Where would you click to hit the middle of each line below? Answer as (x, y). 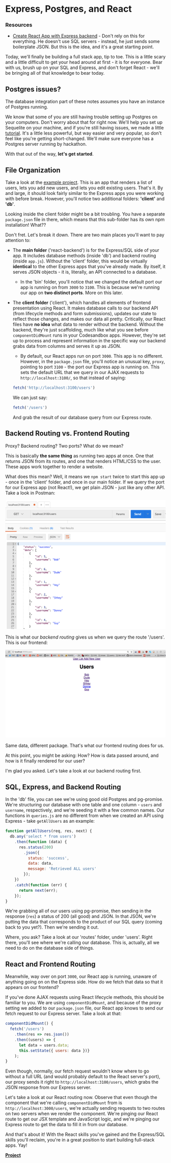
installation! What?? (26, 225)
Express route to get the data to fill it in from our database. (67, 1125)
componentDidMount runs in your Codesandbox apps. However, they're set (89, 335)
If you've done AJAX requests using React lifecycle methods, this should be (85, 997)
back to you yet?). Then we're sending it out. (52, 927)
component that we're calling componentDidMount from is (64, 1103)
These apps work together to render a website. (55, 467)
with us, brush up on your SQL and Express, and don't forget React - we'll (82, 68)
